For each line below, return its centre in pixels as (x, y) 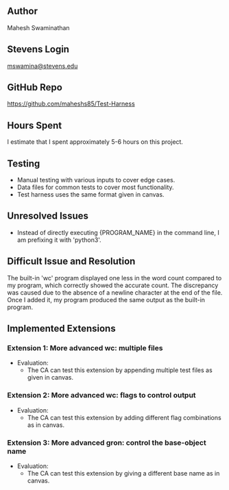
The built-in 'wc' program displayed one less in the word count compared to (114, 278)
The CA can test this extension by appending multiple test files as (120, 370)
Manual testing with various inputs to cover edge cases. (96, 180)
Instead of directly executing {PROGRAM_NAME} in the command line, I (118, 232)
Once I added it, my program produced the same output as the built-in (106, 299)
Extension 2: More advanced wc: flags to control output (102, 395)
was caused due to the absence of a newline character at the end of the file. (115, 292)
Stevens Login (38, 50)
